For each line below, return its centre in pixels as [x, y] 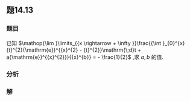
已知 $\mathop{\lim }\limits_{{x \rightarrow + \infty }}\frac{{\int [84, 43]
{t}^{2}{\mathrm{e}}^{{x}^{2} [42, 50]
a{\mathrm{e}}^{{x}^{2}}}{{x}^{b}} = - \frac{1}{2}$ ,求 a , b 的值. [85, 57]
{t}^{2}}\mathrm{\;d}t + [112, 50]
